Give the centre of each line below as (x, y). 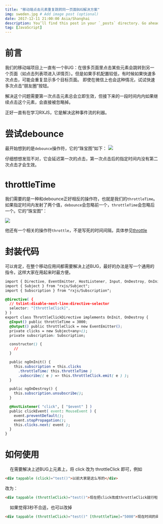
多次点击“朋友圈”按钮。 (28, 86)
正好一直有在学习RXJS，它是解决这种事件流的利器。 (57, 113)
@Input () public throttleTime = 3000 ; (49, 322)
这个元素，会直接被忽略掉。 (45, 102)
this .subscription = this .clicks (48, 367)
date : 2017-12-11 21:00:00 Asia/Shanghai (48, 18)
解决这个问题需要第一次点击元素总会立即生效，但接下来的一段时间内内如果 (79, 96)
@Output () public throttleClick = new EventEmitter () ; (66, 326)
